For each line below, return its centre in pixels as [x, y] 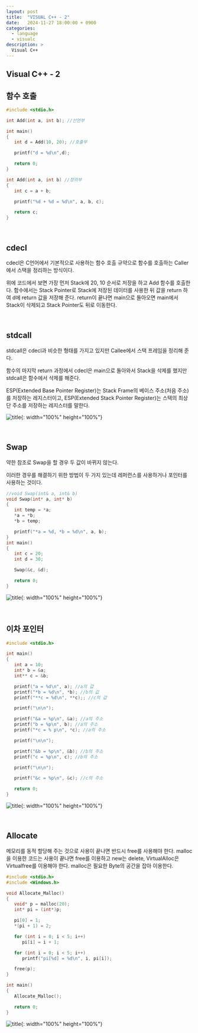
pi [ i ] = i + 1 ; [40, 942]
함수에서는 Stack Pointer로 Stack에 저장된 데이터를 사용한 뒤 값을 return [98, 290]
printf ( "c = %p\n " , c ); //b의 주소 [56, 757]
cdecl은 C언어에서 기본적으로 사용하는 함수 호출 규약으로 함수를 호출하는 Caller [98, 263]
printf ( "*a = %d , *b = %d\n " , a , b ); [61, 532]
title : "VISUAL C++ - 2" [38, 17]
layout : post [22, 12]
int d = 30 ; [29, 559]
